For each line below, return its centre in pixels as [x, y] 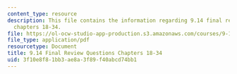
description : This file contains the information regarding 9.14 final [115, 20]
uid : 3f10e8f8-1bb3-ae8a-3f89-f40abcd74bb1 [72, 60]
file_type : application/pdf [49, 40]
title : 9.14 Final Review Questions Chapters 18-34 [85, 54]
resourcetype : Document [42, 47]
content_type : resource [42, 14]
